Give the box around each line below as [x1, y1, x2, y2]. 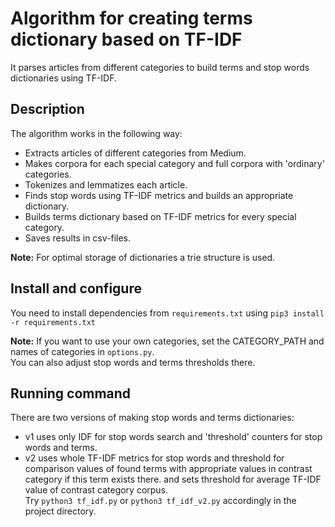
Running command [10, 385, 132, 402]
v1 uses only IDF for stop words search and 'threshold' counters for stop [24, 431, 323, 443]
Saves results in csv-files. [24, 232, 132, 244]
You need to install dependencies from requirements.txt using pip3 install [10, 307, 325, 319]
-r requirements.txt [10, 317, 97, 327]
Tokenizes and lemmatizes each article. [24, 178, 188, 191]
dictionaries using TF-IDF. [10, 72, 118, 84]
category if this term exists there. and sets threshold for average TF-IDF [24, 473, 322, 486]
